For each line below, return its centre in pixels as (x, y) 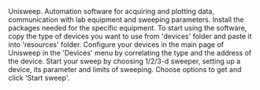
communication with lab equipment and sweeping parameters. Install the (126, 20)
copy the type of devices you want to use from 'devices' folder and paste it (130, 36)
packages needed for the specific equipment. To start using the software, (128, 28)
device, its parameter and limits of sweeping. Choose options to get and (125, 69)
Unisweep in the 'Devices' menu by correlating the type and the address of (130, 53)
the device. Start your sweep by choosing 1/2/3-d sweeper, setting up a (124, 61)
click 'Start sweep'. (39, 78)
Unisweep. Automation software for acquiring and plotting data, (111, 11)
